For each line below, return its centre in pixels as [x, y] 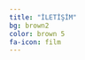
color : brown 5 [37, 34]
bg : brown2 [29, 26]
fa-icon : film [35, 42]
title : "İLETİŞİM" [43, 17]
